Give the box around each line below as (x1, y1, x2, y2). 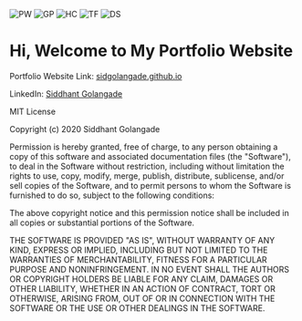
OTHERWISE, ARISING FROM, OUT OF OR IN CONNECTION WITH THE (9, 293, 276, 304)
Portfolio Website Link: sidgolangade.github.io (9, 70, 182, 81)
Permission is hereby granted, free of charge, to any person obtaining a (9, 141, 278, 152)
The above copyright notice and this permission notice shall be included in (9, 207, 289, 218)
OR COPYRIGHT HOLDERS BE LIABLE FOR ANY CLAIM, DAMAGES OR (9, 274, 274, 285)
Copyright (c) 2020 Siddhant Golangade (9, 123, 161, 134)
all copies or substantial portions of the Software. (9, 217, 194, 228)
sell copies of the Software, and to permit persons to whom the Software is (9, 180, 292, 191)
